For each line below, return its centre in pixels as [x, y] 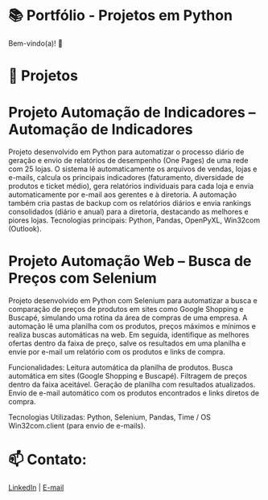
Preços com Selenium [82, 279]
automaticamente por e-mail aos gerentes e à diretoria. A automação [123, 195]
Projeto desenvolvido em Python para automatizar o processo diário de [126, 152]
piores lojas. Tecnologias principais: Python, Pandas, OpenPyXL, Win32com [134, 220]
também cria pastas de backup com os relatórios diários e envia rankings [130, 203]
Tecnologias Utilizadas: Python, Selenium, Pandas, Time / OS [109, 417]
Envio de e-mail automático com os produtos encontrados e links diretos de [134, 393]
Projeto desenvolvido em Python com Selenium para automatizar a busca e [133, 301]
